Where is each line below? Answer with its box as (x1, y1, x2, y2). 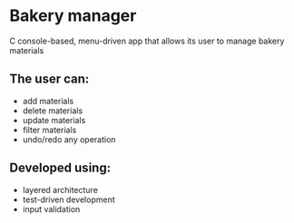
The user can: (9, 72, 90, 87)
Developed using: (9, 160, 112, 176)
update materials (22, 114, 86, 125)
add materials (22, 95, 74, 106)
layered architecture (22, 184, 98, 195)
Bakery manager (9, 5, 137, 26)
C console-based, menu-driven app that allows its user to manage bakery (9, 35, 285, 46)
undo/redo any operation (22, 133, 116, 145)
